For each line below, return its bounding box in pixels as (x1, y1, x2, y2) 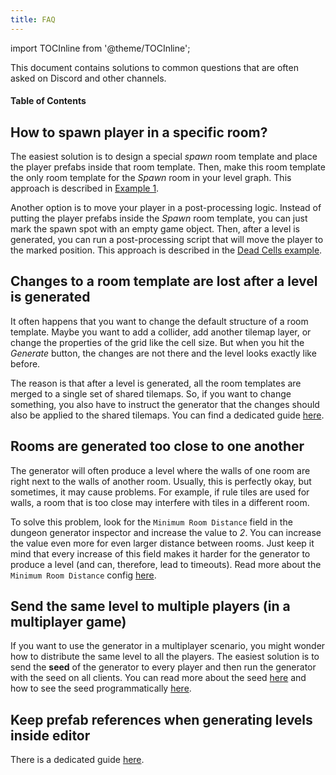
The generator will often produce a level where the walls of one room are (10, 464, 311, 476)
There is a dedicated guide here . (10, 754, 145, 766)
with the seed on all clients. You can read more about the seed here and (10, 672, 307, 684)
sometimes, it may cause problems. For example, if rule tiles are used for (10, 486, 310, 498)
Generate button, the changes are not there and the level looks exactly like (10, 347, 317, 359)
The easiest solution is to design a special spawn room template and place (10, 151, 318, 163)
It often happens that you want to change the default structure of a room (10, 315, 309, 327)
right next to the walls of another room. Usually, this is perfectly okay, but (10, 475, 312, 487)
